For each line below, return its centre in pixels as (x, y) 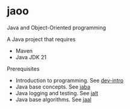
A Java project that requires (41, 39)
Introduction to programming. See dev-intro (70, 80)
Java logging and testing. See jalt (57, 93)
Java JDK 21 (31, 57)
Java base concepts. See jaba (53, 87)
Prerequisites (23, 69)
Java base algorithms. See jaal (54, 99)
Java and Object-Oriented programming (57, 28)
